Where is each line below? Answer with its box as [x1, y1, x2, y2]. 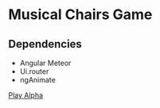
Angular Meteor [19, 58, 72, 67]
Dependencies [8, 37, 82, 51]
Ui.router [19, 67, 49, 76]
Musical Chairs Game [8, 6, 153, 24]
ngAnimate [19, 75, 56, 84]
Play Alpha [8, 91, 44, 100]
